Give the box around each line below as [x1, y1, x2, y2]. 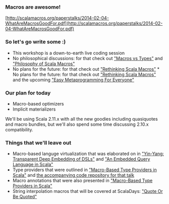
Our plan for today [5, 89, 51, 96]
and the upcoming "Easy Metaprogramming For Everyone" [12, 77, 135, 83]
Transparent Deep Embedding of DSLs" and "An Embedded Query [12, 156, 150, 162]
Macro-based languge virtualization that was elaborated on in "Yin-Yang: [12, 150, 164, 157]
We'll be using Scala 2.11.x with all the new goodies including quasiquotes [5, 116, 158, 122]
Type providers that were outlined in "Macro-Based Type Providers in [12, 167, 157, 173]
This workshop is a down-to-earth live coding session [12, 49, 125, 56]
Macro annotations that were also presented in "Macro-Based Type [12, 178, 153, 184]
